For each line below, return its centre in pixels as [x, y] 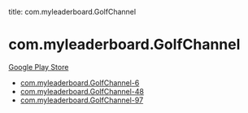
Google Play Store [39, 67]
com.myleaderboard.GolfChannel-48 [82, 91]
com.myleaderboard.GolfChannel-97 [82, 100]
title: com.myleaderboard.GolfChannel [72, 12]
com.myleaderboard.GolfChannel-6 [80, 83]
